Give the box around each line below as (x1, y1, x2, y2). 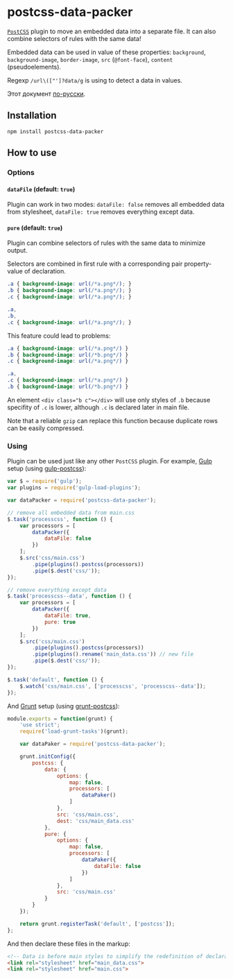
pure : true (44, 618, 76, 625)
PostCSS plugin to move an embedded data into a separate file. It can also (7, 27, 216, 35)
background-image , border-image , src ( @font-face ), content (7, 55, 173, 63)
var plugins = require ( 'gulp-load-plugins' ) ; (7, 484, 141, 491)
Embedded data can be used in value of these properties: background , (7, 48, 206, 56)
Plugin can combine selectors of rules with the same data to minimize (7, 239, 206, 247)
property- (184, 259, 212, 268)
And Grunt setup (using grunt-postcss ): (7, 701, 120, 710)
